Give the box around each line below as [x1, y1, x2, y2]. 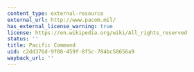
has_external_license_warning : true [7, 23, 113, 29]
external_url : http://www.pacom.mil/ [7, 16, 116, 23]
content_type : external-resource [7, 10, 104, 17]
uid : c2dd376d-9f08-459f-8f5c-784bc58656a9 [7, 49, 135, 56]
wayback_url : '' [7, 55, 54, 62]
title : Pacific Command [7, 42, 76, 49]
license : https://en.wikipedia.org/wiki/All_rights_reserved [7, 29, 188, 36]
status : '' [7, 36, 39, 43]
